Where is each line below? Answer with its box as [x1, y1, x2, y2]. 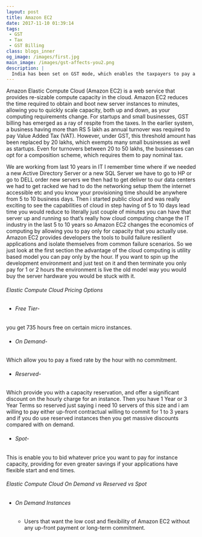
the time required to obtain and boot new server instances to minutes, [6, 100, 180, 108]
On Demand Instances [14, 499, 71, 506]
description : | [6, 65, 45, 71]
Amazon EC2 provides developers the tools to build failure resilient [6, 234, 172, 241]
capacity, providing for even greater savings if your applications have [6, 460, 178, 467]
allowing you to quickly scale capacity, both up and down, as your [6, 106, 170, 114]
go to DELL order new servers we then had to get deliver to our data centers [6, 176, 196, 183]
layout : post [6, 8, 39, 15]
